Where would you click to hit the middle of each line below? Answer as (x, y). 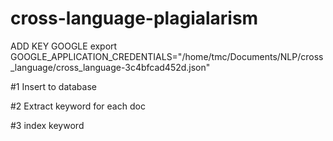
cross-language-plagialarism (134, 18)
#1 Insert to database (53, 86)
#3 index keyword (47, 125)
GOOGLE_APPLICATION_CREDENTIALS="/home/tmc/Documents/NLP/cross (167, 56)
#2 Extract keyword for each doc (78, 106)
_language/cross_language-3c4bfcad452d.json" (110, 67)
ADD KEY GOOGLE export (64, 46)
